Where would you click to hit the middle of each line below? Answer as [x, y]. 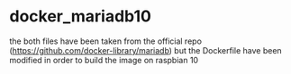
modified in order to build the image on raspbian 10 [104, 60]
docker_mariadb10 [80, 16]
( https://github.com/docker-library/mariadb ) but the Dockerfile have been [145, 50]
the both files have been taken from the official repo [106, 41]
